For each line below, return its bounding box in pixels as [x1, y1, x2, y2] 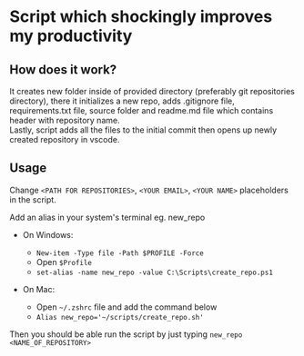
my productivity [9, 25, 133, 46]
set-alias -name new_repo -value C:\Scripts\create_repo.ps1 [35, 268, 273, 277]
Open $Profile [35, 256, 93, 267]
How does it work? [9, 62, 117, 77]
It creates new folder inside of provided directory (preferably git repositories [9, 86, 296, 96]
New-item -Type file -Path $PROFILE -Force [35, 248, 205, 258]
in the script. [9, 193, 56, 205]
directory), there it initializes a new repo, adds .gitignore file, [9, 95, 235, 106]
